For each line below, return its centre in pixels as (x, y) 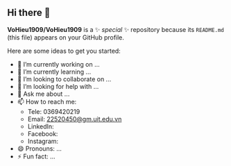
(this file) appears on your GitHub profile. (66, 37)
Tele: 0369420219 (54, 111)
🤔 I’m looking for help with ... (58, 86)
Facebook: (43, 133)
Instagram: (43, 141)
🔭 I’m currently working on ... (58, 64)
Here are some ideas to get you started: (64, 51)
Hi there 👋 (29, 13)
